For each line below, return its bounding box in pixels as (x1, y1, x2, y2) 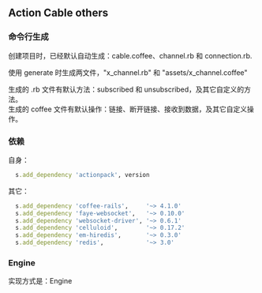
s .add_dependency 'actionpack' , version (15, 171, 150, 178)
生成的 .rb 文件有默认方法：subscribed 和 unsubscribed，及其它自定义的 (8, 85, 245, 94)
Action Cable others (8, 6, 109, 20)
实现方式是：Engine (8, 276, 73, 286)
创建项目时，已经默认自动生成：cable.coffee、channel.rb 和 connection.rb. (8, 51, 253, 60)
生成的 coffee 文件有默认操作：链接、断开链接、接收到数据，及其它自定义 (8, 104, 247, 114)
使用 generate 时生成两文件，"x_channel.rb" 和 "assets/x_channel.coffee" (8, 67, 248, 77)
